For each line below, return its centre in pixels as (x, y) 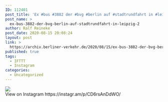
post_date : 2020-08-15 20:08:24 (39, 33)
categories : (17, 70)
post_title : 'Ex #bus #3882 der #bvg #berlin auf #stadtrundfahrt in (79, 14)
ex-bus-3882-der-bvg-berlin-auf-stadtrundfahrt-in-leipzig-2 (75, 24)
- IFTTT (18, 61)
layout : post (19, 38)
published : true (22, 51)
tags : (11, 56)
